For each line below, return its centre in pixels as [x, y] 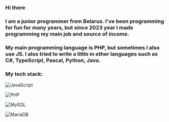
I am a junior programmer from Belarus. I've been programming [85, 21]
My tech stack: [24, 74]
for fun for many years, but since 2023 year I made [69, 27]
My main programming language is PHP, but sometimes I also [82, 47]
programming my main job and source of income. [67, 34]
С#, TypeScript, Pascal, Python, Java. [53, 60]
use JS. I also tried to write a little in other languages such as [81, 54]
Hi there [15, 8]
